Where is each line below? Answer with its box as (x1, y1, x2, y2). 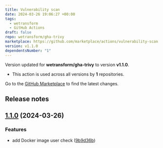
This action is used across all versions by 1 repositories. (12, 71, 124, 77)
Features (5, 126, 27, 133)
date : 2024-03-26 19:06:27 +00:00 (5, 12, 76, 17)
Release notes (5, 95, 49, 103)
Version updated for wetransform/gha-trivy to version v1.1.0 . (5, 62, 129, 68)
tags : (5, 16, 16, 21)
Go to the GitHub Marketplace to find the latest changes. (5, 80, 119, 86)
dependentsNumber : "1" (5, 48, 51, 53)
